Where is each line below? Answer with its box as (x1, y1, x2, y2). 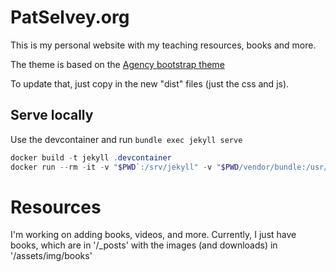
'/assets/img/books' (10, 250, 93, 262)
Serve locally (10, 107, 94, 124)
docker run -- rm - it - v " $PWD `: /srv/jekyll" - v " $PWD (10, 162, 240, 172)
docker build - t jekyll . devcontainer (10, 152, 172, 163)
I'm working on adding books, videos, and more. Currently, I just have (10, 229, 297, 241)
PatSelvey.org (10, 6, 130, 29)
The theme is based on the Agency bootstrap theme (10, 58, 225, 70)
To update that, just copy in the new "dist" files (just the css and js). (10, 77, 290, 90)
